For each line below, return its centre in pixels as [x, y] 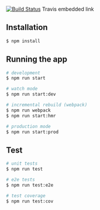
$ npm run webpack [28, 110]
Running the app [37, 60]
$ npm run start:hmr [31, 116]
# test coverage [26, 196]
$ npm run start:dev [31, 94]
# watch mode [22, 89]
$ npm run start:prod [32, 132]
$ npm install [23, 41]
